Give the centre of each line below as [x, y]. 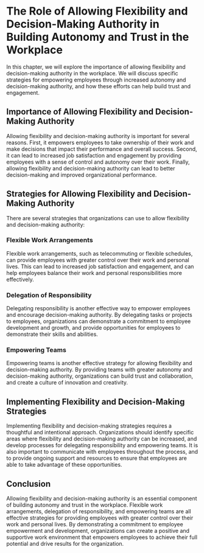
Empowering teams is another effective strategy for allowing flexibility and [99, 363]
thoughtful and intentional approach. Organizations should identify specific [100, 433]
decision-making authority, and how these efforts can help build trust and [98, 86]
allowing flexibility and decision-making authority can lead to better [91, 168]
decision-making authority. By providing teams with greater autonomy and [100, 370]
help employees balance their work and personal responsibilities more [94, 273]
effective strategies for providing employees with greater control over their [100, 518]
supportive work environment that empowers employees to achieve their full [102, 537]
